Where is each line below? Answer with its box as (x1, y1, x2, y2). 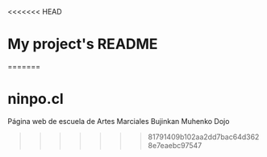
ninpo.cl (7, 90, 64, 108)
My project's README (7, 35, 158, 53)
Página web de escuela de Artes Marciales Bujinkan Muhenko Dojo (7, 116, 230, 126)
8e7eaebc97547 (148, 140, 202, 150)
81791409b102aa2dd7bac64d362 (148, 132, 260, 142)
